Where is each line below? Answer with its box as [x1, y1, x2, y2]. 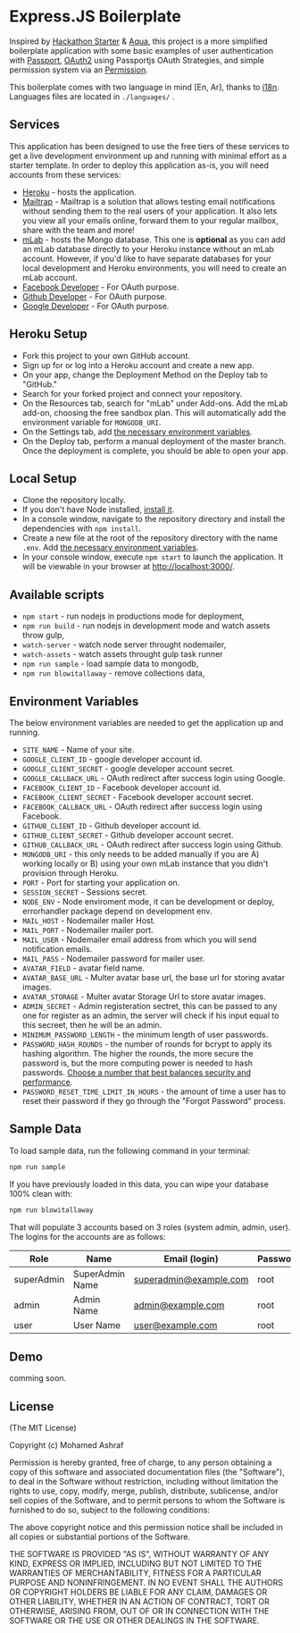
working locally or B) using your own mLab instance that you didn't [21, 858, 269, 869]
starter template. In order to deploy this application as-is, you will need [9, 159, 270, 171]
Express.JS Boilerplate [9, 6, 181, 27]
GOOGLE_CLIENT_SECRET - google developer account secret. [21, 763, 235, 774]
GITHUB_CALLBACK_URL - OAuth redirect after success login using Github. [21, 839, 284, 850]
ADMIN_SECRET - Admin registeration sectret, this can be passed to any [21, 1001, 278, 1011]
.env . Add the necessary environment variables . [21, 543, 199, 553]
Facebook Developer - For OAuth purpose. [21, 282, 179, 292]
